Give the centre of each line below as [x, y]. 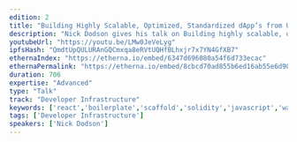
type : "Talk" [33, 91]
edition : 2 [29, 17]
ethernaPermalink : [43, 67]
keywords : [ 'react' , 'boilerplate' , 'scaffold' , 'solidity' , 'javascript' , [144, 108]
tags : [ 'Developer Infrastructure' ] [76, 116]
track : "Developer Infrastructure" [75, 99]
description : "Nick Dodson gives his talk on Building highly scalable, [146, 34]
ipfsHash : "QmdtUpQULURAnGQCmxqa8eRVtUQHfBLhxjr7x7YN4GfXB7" [124, 50]
